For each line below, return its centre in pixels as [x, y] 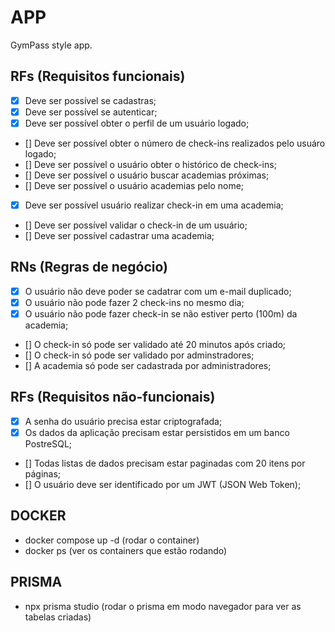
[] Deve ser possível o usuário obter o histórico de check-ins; [150, 164]
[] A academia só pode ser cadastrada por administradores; [148, 365]
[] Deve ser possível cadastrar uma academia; [119, 235]
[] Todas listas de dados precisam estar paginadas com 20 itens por [165, 463]
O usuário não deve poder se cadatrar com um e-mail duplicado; [158, 291]
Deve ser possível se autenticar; [91, 112]
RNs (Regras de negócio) [89, 267]
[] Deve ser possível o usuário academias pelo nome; [134, 185]
